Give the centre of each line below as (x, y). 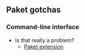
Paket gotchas (34, 10)
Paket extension (44, 46)
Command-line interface (43, 27)
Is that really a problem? (45, 40)
